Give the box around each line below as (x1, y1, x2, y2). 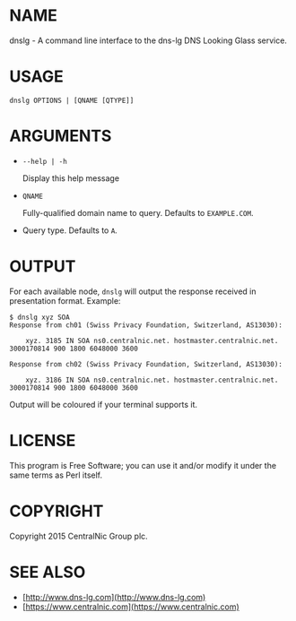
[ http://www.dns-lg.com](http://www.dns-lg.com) (22, 591, 206, 602)
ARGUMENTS (9, 126, 112, 146)
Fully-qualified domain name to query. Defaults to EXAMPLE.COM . (22, 207, 254, 218)
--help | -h (22, 157, 67, 166)
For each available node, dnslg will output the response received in (9, 286, 257, 297)
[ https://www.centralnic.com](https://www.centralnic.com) (22, 601, 239, 612)
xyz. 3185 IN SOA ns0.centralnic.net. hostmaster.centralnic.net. (25, 336, 279, 345)
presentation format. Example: (9, 295, 121, 306)
